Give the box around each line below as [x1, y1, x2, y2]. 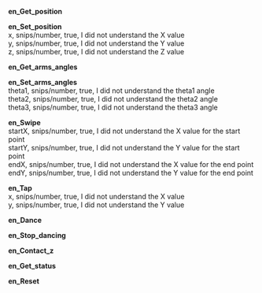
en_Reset [8, 276, 39, 286]
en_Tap [8, 184, 33, 192]
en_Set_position [8, 22, 62, 31]
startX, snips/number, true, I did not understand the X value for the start [8, 126, 241, 135]
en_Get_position [8, 7, 63, 16]
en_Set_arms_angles [8, 78, 77, 87]
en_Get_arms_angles [8, 62, 78, 72]
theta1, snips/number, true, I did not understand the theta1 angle [8, 86, 215, 95]
